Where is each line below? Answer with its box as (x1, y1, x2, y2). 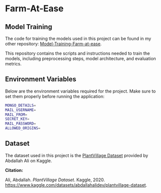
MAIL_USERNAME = (5, 107, 36, 112)
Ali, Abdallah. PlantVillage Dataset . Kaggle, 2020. (5, 177, 105, 183)
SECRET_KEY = (5, 117, 29, 122)
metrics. (5, 61, 22, 66)
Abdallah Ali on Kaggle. (5, 158, 53, 163)
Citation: (5, 167, 24, 173)
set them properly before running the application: (5, 93, 105, 99)
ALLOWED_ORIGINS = (5, 126, 41, 131)
